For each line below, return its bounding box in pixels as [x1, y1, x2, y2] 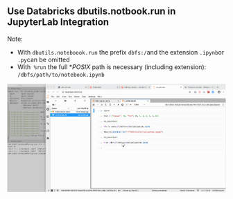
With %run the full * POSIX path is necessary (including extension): [17, 62, 207, 71]
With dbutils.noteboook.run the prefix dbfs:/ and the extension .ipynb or [17, 48, 225, 56]
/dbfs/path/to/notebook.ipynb [17, 71, 105, 78]
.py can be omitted [17, 55, 70, 64]
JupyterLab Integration [7, 17, 110, 28]
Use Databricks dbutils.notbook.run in [7, 6, 176, 17]
